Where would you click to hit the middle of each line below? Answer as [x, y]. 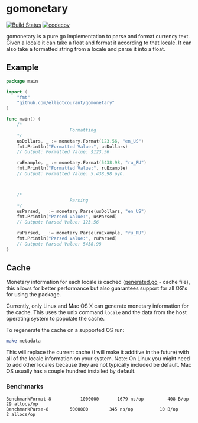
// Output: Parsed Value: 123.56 [58, 222]
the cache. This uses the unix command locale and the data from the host [97, 312]
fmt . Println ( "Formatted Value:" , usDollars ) [72, 147]
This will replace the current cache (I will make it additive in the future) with [98, 352]
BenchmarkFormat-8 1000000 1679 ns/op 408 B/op [98, 399]
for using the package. [34, 295]
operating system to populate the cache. [56, 319]
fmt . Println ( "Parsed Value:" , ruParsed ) [67, 238]
